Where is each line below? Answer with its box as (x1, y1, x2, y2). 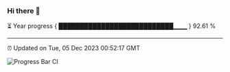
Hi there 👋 (7, 6, 41, 16)
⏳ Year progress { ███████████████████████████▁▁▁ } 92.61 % (7, 22, 216, 30)
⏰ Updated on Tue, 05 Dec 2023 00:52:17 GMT (7, 44, 140, 52)
